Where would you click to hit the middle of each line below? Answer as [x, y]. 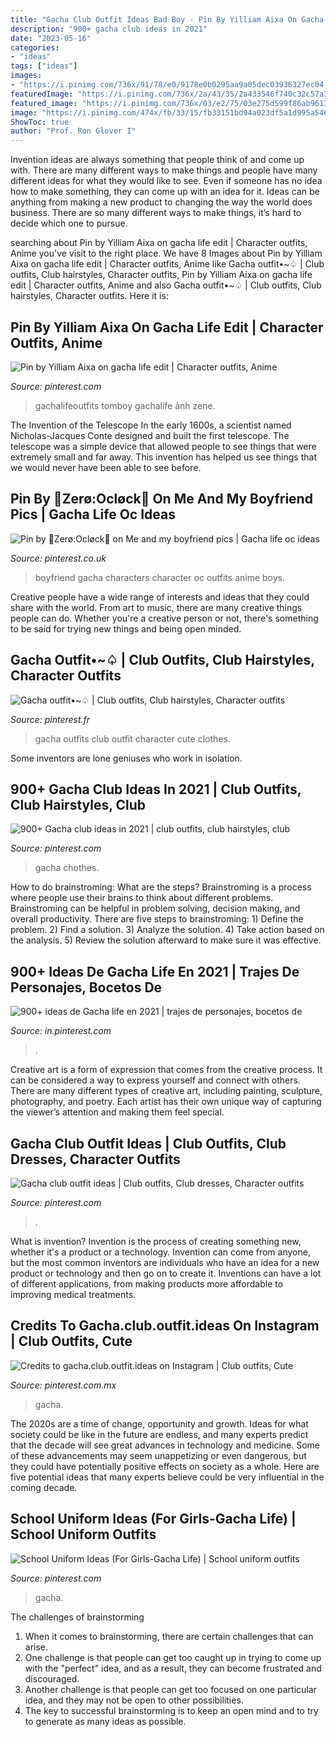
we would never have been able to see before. [106, 467]
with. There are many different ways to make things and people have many [164, 170]
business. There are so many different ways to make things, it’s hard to [156, 213]
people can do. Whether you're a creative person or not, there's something [164, 618]
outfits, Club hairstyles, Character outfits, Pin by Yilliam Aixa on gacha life [161, 275]
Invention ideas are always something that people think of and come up [157, 160]
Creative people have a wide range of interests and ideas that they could [160, 597]
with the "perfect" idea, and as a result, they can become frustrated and [173, 1668]
